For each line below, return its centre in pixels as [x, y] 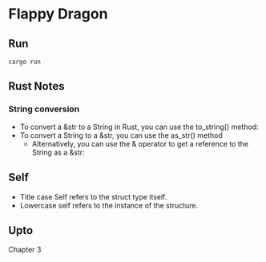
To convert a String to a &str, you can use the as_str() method [121, 135]
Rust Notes [36, 86]
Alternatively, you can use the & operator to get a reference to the [140, 143]
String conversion [44, 109]
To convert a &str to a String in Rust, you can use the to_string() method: [139, 127]
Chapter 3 [25, 250]
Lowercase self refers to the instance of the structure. [109, 205]
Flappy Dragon [58, 14]
